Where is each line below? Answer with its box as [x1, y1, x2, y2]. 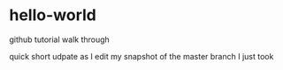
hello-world [9, 5, 97, 25]
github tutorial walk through [9, 34, 111, 45]
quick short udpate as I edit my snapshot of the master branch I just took [9, 51, 274, 61]
